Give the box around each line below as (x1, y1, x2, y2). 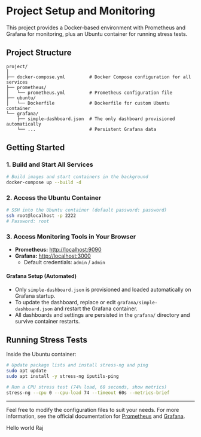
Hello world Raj (6, 424, 44, 431)
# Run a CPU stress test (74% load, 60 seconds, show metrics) (6, 384, 167, 390)
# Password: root (6, 218, 50, 225)
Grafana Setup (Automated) (6, 273, 77, 279)
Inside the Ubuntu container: (6, 351, 77, 358)
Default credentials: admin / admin (23, 259, 106, 266)
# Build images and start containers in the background (6, 174, 148, 180)
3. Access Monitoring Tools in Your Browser (6, 233, 136, 241)
